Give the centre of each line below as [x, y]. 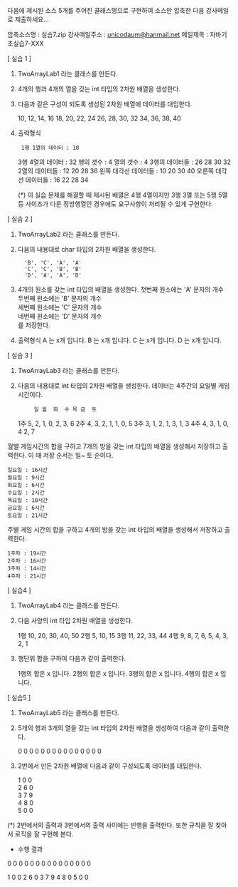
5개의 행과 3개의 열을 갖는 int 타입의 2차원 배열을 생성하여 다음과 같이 [114, 728]
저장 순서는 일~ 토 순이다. [78, 455]
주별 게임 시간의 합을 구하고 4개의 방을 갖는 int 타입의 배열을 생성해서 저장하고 [115, 529]
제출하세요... [32, 19]
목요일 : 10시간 [28, 501]
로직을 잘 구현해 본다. [44, 834]
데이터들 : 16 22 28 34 [57, 180]
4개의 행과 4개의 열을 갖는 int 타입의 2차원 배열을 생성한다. [99, 89]
